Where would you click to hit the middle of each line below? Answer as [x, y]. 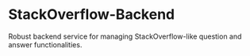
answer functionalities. [45, 44]
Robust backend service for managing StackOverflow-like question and [125, 36]
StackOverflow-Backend [92, 15]
